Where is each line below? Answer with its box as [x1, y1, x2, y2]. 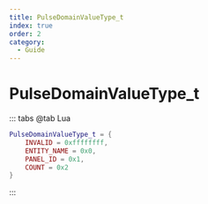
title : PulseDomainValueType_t [9, 12, 124, 22]
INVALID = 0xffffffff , [25, 138, 108, 147]
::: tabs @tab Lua [9, 113, 71, 124]
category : [9, 37, 46, 47]
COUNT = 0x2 [25, 162, 69, 172]
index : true [9, 21, 53, 30]
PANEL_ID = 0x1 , [25, 155, 85, 163]
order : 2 [9, 29, 41, 38]
